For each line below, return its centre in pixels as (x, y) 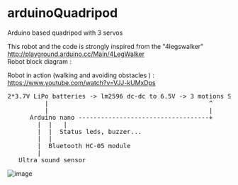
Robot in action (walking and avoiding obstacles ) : (81, 75)
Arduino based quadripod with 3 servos (65, 33)
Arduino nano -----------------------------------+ (121, 117)
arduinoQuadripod (63, 13)
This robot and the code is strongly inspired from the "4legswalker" (106, 46)
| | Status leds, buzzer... (90, 131)
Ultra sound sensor (52, 160)
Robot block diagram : (40, 61)
